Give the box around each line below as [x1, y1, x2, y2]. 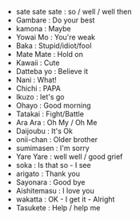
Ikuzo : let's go [15, 92, 65, 101]
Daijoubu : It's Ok [15, 126, 74, 136]
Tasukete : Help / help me [15, 203, 101, 212]
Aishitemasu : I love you [15, 186, 94, 195]
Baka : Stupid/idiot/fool [15, 41, 92, 51]
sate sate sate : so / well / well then [15, 7, 132, 16]
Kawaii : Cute [15, 58, 60, 67]
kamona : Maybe [15, 24, 72, 33]
